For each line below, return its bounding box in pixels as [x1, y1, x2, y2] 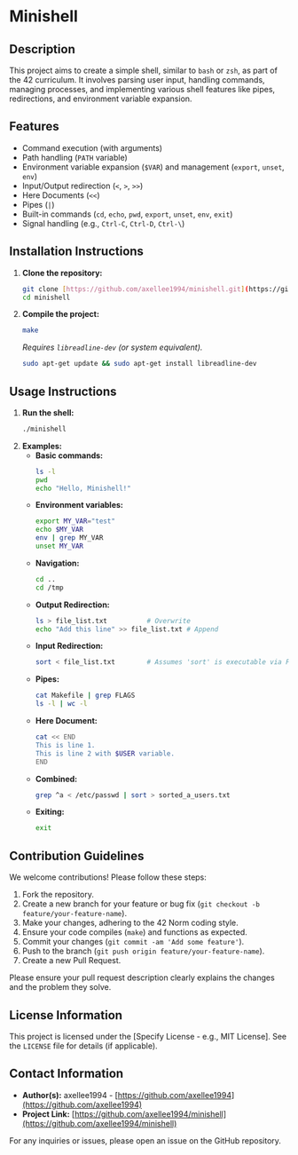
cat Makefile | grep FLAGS [35, 691, 136, 700]
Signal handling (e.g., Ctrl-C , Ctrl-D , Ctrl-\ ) [21, 218, 185, 228]
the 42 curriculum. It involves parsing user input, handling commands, [9, 75, 265, 85]
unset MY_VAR [35, 542, 84, 551]
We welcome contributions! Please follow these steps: [9, 872, 207, 882]
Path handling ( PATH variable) [21, 152, 129, 162]
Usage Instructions [9, 384, 117, 399]
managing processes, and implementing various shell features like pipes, [9, 84, 276, 94]
